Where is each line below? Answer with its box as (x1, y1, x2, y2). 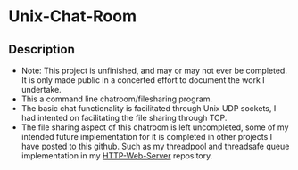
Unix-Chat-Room (8, 6, 137, 27)
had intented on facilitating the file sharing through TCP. (21, 113, 228, 123)
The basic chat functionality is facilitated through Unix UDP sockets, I (21, 103, 277, 113)
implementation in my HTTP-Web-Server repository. (21, 150, 213, 161)
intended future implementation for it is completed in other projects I (21, 132, 273, 142)
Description (8, 42, 75, 57)
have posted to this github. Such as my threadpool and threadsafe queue (21, 141, 290, 151)
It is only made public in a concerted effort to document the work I (21, 75, 265, 85)
